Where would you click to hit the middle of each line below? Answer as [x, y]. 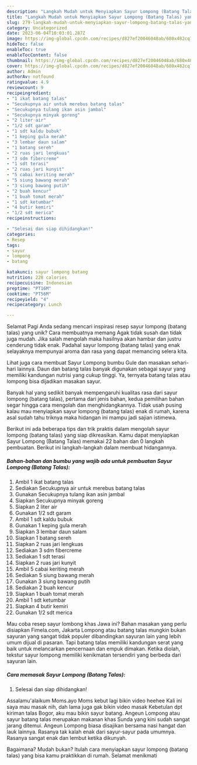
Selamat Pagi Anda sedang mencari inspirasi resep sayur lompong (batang [96, 327]
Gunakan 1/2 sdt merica [44, 613]
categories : [21, 234]
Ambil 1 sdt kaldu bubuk [44, 519]
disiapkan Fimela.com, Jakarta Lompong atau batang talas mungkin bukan [96, 630]
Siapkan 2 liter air [36, 507]
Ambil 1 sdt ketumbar [40, 600]
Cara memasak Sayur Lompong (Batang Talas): [66, 674]
